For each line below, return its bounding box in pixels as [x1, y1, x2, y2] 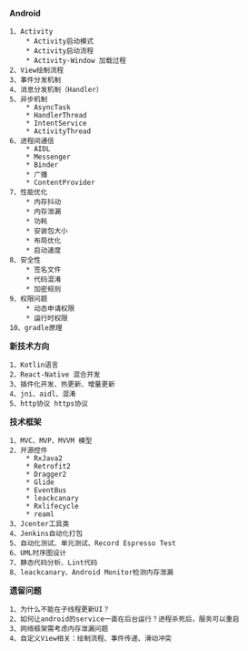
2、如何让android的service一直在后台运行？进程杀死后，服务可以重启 [9, 615, 240, 624]
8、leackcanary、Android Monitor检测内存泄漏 [9, 568, 174, 577]
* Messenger [25, 152, 71, 161]
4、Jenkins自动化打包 [9, 529, 84, 538]
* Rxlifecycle [25, 501, 79, 511]
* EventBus [25, 486, 67, 495]
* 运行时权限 [25, 314, 68, 323]
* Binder [25, 160, 59, 170]
